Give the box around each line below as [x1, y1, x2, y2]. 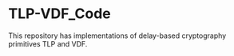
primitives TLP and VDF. [8, 39, 88, 48]
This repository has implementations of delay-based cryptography [8, 31, 227, 40]
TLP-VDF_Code [8, 5, 111, 23]
